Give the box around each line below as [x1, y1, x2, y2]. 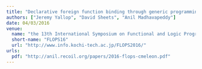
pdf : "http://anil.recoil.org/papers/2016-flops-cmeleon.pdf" [11, 53, 171, 59]
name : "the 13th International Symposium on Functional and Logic [11, 31, 182, 37]
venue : [6, 25, 23, 32]
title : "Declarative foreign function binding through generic [6, 8, 168, 15]
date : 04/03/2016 [6, 20, 50, 26]
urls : [6, 48, 20, 54]
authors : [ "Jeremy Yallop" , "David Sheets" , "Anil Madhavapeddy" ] [6, 14, 176, 20]
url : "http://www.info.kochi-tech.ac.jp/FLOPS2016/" [11, 43, 147, 49]
